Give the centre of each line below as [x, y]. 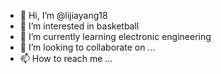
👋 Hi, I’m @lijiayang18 [63, 15]
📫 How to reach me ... [66, 58]
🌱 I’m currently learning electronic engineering [115, 36]
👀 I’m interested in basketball [79, 26]
